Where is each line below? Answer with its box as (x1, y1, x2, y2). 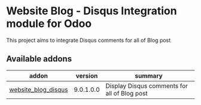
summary (134, 72, 163, 80)
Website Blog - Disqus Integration (6, 4, 178, 18)
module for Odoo (6, 17, 92, 30)
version (75, 72, 98, 80)
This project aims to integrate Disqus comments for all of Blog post (6, 36, 171, 44)
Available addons (6, 54, 72, 64)
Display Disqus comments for (105, 82, 188, 90)
